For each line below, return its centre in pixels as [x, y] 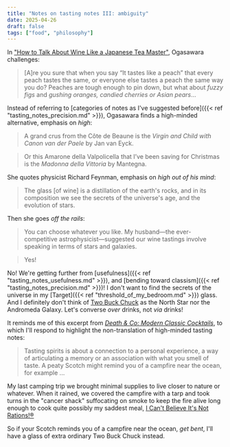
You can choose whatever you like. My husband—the [99, 232]
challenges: [23, 60]
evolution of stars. [49, 205]
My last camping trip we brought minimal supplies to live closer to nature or [114, 386]
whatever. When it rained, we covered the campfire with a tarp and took [108, 393]
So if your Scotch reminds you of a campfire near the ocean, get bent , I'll [110, 429]
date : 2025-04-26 [32, 20]
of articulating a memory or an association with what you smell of [116, 358]
